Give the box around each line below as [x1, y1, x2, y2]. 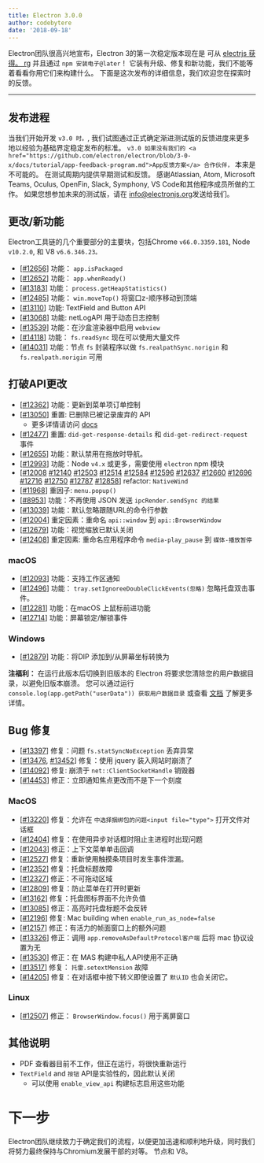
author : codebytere [8, 19, 72, 27]
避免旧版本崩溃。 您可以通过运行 [28, 679, 134, 688]
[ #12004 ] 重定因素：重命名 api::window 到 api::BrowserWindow [19, 515, 222, 524]
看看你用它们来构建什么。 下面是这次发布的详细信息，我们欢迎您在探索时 [14, 69, 251, 78]
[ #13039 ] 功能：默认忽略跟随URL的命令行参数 [19, 505, 168, 514]
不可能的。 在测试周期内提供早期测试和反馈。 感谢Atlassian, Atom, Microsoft [8, 170, 255, 180]
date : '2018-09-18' [8, 26, 72, 34]
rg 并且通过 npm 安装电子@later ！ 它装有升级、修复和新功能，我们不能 [23, 58, 247, 68]
